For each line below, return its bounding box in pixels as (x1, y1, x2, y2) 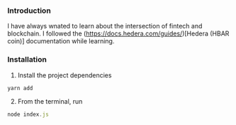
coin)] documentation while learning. (7, 37, 115, 45)
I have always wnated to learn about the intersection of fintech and (7, 22, 203, 31)
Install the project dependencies (17, 70, 112, 80)
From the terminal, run (17, 97, 83, 106)
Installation (7, 55, 47, 65)
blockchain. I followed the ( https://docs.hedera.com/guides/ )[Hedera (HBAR (7, 29, 230, 38)
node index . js (7, 111, 50, 119)
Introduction (7, 6, 51, 16)
